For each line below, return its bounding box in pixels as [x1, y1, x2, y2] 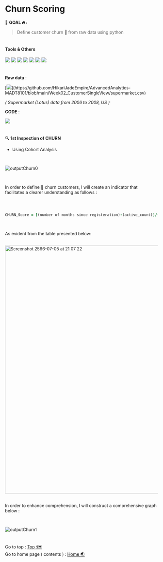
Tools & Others [5, 46, 35, 52]
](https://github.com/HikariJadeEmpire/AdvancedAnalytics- [11, 85, 131, 90]
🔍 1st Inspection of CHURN [5, 135, 61, 141]
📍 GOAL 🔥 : [5, 19, 28, 25]
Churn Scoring [5, 3, 65, 15]
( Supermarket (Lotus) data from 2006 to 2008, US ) [5, 99, 110, 105]
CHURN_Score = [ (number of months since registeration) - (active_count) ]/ [5, 212, 158, 217]
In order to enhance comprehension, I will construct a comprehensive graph [5, 502, 157, 509]
